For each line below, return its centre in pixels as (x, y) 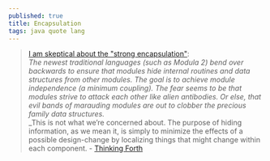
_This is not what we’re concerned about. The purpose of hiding (135, 123)
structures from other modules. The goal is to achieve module (131, 80)
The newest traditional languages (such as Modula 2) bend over (136, 62)
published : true (36, 16)
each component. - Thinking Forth (86, 148)
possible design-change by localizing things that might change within (144, 140)
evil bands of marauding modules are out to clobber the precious (137, 105)
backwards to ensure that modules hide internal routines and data (139, 71)
